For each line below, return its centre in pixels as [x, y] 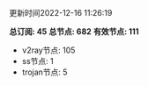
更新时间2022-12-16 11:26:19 [61, 13]
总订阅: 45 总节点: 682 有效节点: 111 [74, 32]
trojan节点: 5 [44, 72]
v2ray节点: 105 [48, 50]
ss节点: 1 [38, 61]
